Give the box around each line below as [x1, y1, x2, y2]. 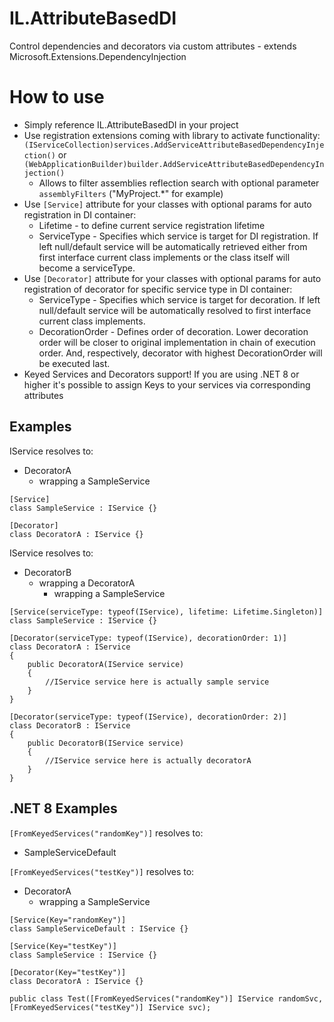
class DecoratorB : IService [9, 720, 131, 731]
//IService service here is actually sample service [45, 677, 270, 687]
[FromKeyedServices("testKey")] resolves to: [9, 865, 195, 877]
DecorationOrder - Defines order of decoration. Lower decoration [38, 325, 309, 337]
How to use [9, 86, 105, 109]
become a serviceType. [38, 262, 136, 274]
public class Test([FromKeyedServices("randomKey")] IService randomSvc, [9, 993, 324, 1004]
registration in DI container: [23, 208, 137, 221]
